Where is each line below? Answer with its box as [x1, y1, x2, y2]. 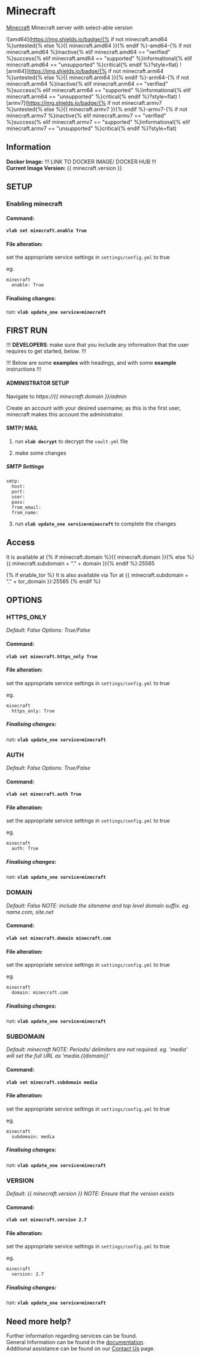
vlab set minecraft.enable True [6, 228, 87, 234]
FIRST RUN [6, 325, 48, 336]
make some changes [14, 449, 67, 456]
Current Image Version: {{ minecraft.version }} [6, 164, 123, 171]
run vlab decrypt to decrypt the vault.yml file [14, 437, 128, 444]
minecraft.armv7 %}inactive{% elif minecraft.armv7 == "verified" [6, 112, 166, 119]
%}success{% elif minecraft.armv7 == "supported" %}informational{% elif [6, 118, 190, 125]
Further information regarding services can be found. [6, 1332, 138, 1339]
